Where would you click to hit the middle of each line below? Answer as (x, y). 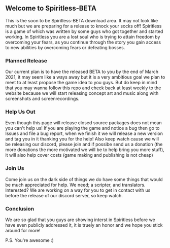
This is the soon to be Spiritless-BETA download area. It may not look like (82, 20)
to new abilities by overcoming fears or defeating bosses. (65, 47)
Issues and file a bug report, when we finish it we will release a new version (84, 133)
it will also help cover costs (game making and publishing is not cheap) (79, 155)
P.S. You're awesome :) (30, 240)
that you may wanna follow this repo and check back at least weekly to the (83, 88)
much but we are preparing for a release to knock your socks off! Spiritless (83, 26)
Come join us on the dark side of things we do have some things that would (84, 179)
